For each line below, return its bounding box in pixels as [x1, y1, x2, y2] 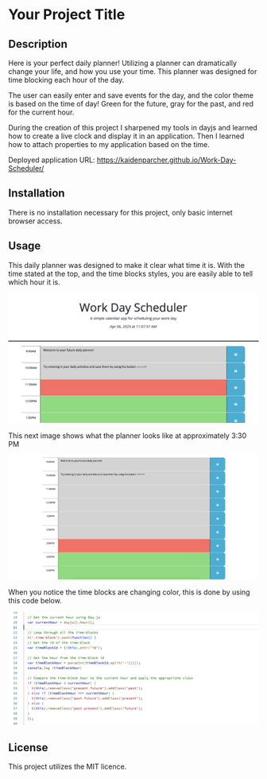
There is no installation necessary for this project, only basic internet [8, 207, 233, 217]
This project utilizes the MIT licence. [8, 762, 127, 772]
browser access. [8, 216, 63, 226]
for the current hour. [8, 107, 75, 117]
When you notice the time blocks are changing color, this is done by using [8, 587, 250, 597]
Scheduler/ [8, 164, 44, 172]
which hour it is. [8, 277, 61, 287]
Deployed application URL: [8, 155, 95, 165]
